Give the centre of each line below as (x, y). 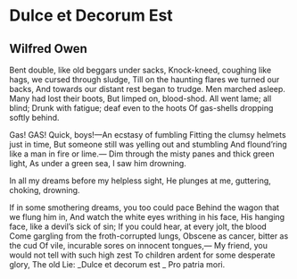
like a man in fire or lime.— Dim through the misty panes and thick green (142, 154)
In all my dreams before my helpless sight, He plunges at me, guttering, (140, 181)
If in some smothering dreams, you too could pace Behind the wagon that (144, 207)
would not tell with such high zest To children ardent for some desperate (142, 255)
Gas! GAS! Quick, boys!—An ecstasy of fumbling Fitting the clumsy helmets (148, 135)
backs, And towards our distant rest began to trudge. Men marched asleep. (147, 89)
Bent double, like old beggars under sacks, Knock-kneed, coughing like (140, 70)
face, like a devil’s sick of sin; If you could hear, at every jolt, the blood (138, 226)
